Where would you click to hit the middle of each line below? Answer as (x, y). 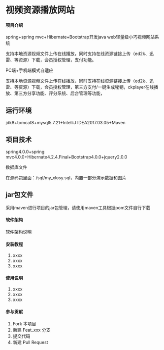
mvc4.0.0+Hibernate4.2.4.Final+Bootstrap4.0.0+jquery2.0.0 (66, 157)
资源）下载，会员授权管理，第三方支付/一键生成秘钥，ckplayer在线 (86, 87)
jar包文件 (19, 195)
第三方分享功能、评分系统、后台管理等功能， (59, 93)
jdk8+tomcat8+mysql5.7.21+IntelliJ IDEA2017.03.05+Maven (66, 123)
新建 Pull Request (30, 342)
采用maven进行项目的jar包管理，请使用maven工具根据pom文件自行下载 (78, 207)
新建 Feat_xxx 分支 (32, 330)
